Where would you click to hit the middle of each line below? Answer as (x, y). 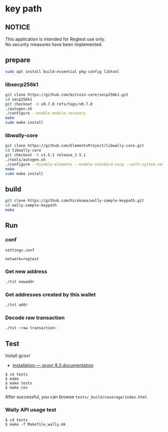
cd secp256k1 (19, 99)
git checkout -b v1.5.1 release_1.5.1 (45, 155)
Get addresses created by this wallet (50, 294)
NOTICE (18, 27)
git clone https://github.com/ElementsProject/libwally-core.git (74, 146)
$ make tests (19, 383)
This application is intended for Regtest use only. (55, 39)
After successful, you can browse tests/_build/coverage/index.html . (77, 397)
